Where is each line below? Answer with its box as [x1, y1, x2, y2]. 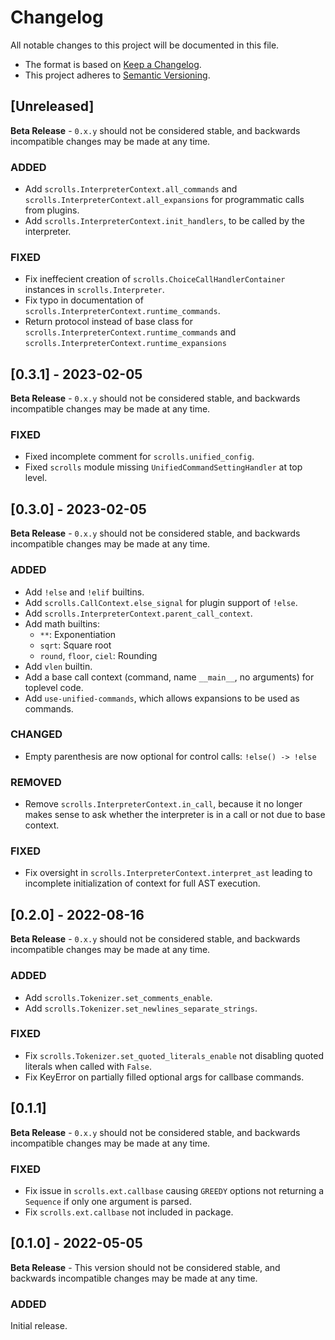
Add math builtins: [24, 617, 100, 630]
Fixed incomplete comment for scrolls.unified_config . [24, 451, 255, 463]
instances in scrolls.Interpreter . [24, 284, 165, 296]
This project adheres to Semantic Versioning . [24, 69, 211, 81]
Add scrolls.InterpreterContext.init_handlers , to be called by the [24, 215, 305, 227]
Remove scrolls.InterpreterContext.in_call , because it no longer [24, 798, 303, 810]
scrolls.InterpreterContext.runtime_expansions [24, 339, 227, 349]
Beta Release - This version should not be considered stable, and [10, 1261, 281, 1273]
